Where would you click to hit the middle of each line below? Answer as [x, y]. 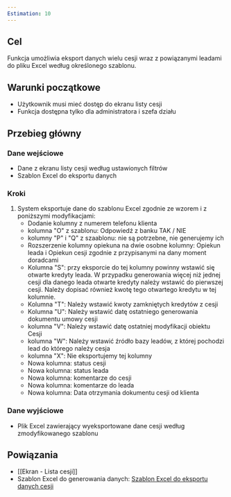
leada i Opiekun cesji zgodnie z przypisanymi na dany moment [117, 253]
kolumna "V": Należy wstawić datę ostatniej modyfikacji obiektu [119, 326]
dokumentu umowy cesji [63, 319]
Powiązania [33, 455]
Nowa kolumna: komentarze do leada [81, 385]
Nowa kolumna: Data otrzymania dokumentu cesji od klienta [113, 393]
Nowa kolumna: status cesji [67, 363]
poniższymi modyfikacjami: [56, 216]
